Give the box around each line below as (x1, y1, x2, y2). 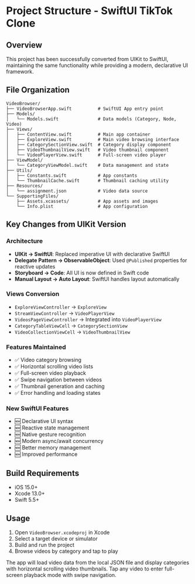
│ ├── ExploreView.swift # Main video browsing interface (6, 136, 180, 142)
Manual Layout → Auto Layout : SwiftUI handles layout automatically (14, 275, 180, 283)
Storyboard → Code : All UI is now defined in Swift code (14, 269, 149, 276)
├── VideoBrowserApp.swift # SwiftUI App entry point (6, 106, 164, 112)
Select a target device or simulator (14, 535, 98, 542)
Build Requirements (6, 468, 80, 478)
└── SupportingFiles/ (6, 193, 59, 199)
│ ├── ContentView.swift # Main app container (6, 131, 150, 137)
